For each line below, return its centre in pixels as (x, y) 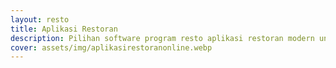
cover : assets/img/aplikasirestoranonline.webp (111, 47)
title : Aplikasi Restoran (64, 29)
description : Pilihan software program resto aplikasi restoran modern (162, 38)
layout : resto (40, 19)
